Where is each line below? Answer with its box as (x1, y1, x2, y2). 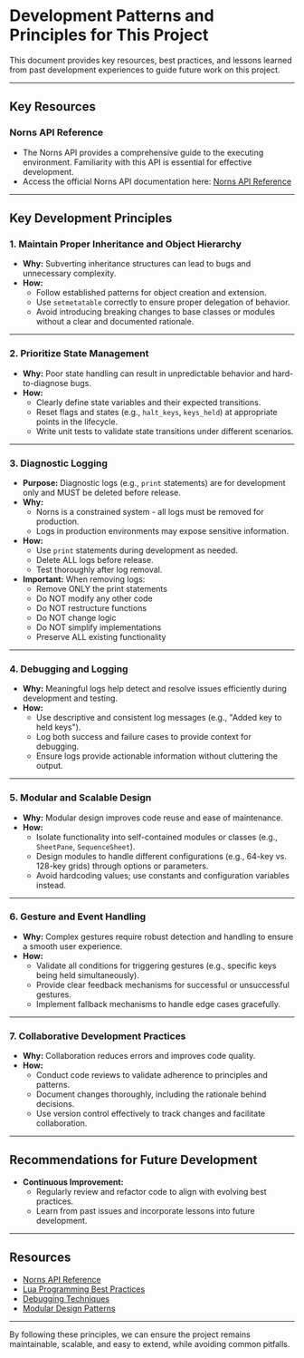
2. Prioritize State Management (9, 347, 149, 360)
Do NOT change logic (35, 612, 117, 623)
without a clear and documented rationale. (35, 316, 195, 327)
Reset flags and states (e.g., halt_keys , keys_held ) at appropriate (35, 406, 278, 417)
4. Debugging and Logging (9, 663, 128, 675)
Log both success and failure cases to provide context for (35, 732, 252, 742)
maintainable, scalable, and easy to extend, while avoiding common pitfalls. (9, 1338, 290, 1349)
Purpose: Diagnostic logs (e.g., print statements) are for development (22, 477, 286, 488)
